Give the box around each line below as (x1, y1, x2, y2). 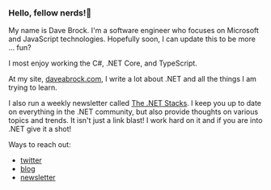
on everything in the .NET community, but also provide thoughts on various (8, 107, 259, 116)
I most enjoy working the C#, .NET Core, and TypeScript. (8, 58, 198, 68)
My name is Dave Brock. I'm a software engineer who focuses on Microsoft (8, 26, 259, 36)
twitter (19, 155, 42, 165)
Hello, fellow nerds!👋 (8, 7, 91, 19)
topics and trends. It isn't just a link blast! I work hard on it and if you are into (8, 116, 263, 125)
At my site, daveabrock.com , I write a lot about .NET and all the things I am (8, 74, 257, 84)
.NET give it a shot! (8, 125, 72, 134)
